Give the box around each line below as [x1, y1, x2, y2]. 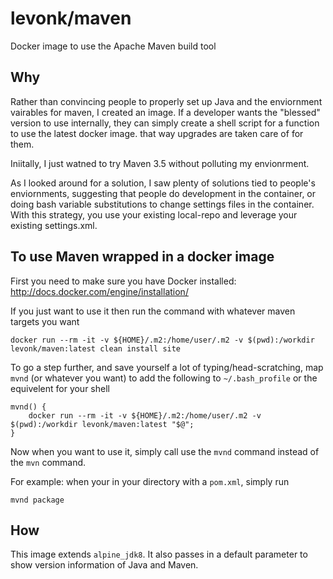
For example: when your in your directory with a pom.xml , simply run [10, 475, 290, 487]
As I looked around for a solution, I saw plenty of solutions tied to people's [10, 177, 316, 189]
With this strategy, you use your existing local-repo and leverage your [10, 208, 298, 221]
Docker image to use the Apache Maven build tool [10, 40, 217, 52]
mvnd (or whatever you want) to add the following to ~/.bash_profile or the [10, 372, 318, 384]
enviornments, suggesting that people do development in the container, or [10, 187, 317, 199]
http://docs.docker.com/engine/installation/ [10, 285, 189, 297]
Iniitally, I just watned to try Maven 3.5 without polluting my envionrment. [10, 157, 310, 169]
